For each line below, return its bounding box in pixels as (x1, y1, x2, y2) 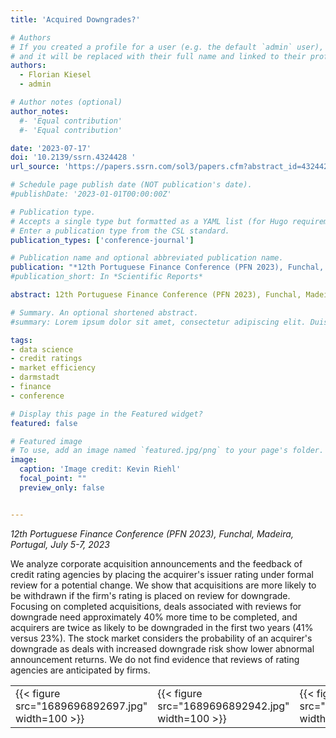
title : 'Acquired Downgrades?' (10, 14, 141, 25)
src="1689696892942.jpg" (157, 699, 290, 713)
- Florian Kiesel (19, 70, 92, 80)
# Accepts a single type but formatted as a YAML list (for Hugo (10, 216, 288, 226)
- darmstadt (10, 372, 60, 383)
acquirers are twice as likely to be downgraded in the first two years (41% (10, 621, 314, 633)
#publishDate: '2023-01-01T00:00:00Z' (10, 189, 172, 199)
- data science (10, 344, 74, 355)
